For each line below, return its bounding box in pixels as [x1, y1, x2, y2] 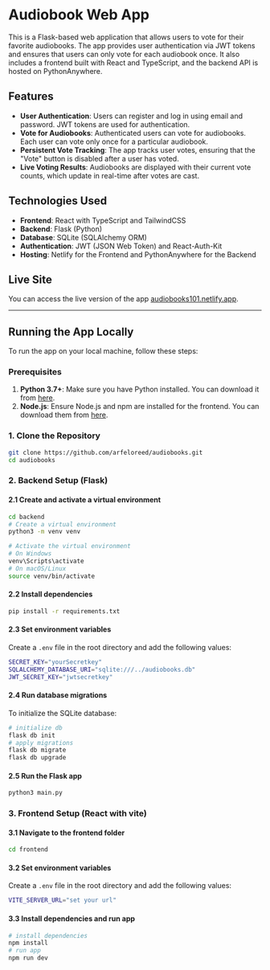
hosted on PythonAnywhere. [8, 66, 103, 76]
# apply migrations [8, 739, 74, 747]
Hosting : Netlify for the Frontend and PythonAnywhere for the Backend [19, 249, 257, 259]
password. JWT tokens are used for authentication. [19, 119, 190, 129]
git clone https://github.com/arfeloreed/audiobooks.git [8, 448, 203, 456]
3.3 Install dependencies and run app [8, 914, 135, 923]
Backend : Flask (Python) [19, 223, 103, 234]
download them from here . [19, 410, 108, 420]
